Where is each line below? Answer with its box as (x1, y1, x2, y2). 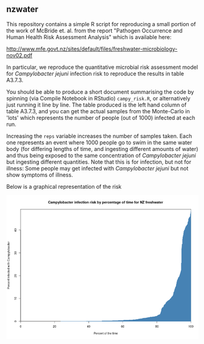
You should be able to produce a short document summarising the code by (6, 88, 194, 96)
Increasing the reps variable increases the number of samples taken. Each (6, 132, 192, 139)
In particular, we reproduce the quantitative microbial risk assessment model (6, 63, 199, 71)
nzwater (6, 4, 38, 15)
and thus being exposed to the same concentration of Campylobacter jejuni (6, 152, 196, 159)
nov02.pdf (6, 51, 32, 59)
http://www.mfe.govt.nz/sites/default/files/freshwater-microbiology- (6, 45, 178, 52)
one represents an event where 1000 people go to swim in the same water (6, 139, 192, 146)
